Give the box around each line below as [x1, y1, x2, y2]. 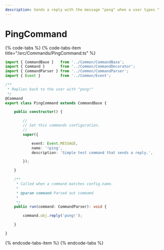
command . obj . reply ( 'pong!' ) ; [23, 213, 83, 218]
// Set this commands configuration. [23, 123, 100, 128]
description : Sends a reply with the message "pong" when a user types [5, 7, 155, 12]
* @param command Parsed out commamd [16, 190, 94, 195]
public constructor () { [14, 109, 63, 114]
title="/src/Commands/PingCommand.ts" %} [5, 50, 96, 56]
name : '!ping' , [31, 145, 63, 150]
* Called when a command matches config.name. [16, 181, 113, 186]
